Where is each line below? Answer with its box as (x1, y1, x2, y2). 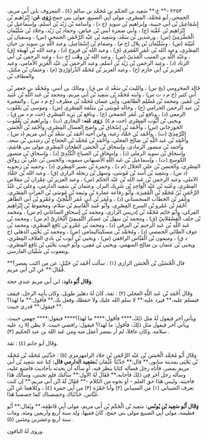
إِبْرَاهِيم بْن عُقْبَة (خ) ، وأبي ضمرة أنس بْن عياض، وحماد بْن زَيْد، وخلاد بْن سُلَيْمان (7, 26, 186, 34)
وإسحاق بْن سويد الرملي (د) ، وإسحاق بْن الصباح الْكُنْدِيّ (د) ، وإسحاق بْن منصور (7, 149, 186, 157)
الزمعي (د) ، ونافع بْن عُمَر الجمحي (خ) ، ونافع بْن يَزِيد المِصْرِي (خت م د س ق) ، (7, 111, 186, 117)
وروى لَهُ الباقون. (7, 427, 44, 434)
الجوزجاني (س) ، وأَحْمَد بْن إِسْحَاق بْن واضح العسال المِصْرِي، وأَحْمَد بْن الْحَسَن (7, 123, 183, 130)
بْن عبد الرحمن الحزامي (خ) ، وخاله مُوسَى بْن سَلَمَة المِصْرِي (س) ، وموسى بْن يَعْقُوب (7, 104, 200, 111)
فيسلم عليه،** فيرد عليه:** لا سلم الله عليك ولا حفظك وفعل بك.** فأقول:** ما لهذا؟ (7, 296, 199, 303)
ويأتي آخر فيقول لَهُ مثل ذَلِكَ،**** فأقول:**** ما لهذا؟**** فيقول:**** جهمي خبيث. (7, 314, 197, 322)
